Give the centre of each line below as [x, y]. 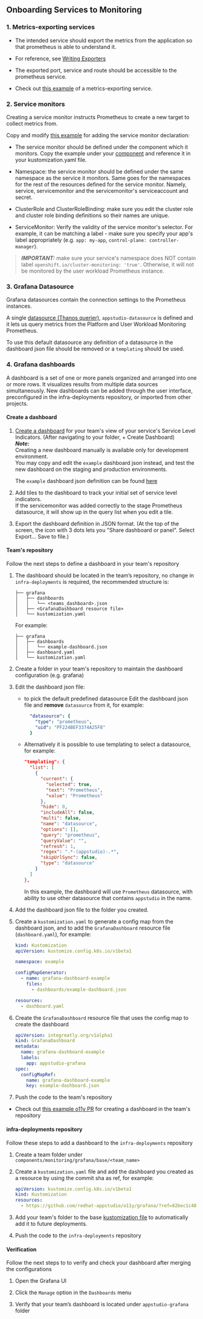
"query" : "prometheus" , [70, 835]
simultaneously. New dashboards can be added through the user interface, [100, 391]
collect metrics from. [32, 123]
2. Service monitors [36, 104]
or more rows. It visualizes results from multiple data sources [82, 384]
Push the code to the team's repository [63, 1097]
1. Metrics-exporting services [51, 27]
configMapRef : [38, 1074]
